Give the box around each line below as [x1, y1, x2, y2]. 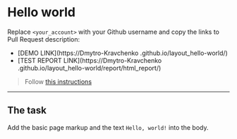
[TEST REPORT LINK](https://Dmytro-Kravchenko [17, 56, 162, 64]
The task [7, 104, 47, 116]
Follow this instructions [24, 77, 92, 85]
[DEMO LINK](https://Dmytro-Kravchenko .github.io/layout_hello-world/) [17, 49, 228, 57]
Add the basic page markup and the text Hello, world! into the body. [7, 123, 209, 131]
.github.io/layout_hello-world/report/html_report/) [17, 64, 162, 72]
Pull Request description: [7, 35, 80, 43]
